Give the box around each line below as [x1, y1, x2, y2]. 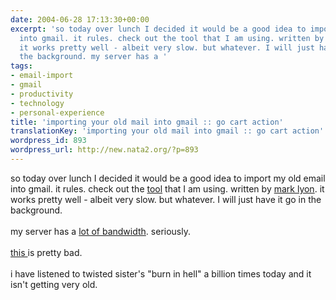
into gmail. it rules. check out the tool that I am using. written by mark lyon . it [10, 182, 325, 195]
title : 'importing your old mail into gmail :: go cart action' [10, 117, 284, 127]
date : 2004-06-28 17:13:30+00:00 [10, 14, 150, 25]
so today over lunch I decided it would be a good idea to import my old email [10, 172, 326, 184]
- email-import [10, 71, 74, 81]
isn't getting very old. [10, 278, 98, 290]
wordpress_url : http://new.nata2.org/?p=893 [10, 145, 199, 155]
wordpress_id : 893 [10, 136, 87, 146]
